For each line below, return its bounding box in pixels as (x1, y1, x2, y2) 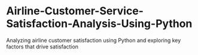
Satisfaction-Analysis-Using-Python (6, 17, 193, 30)
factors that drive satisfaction (6, 43, 79, 50)
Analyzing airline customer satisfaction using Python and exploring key (6, 36, 181, 44)
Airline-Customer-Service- (6, 4, 144, 18)
